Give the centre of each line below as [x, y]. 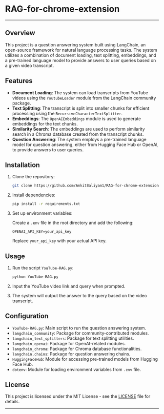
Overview [20, 33]
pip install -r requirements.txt [46, 204]
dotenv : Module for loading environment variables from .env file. [76, 369]
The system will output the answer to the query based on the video [80, 295]
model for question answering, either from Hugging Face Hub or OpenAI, [85, 145]
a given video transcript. [30, 65]
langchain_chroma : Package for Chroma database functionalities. [77, 349]
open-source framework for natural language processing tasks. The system [81, 50]
